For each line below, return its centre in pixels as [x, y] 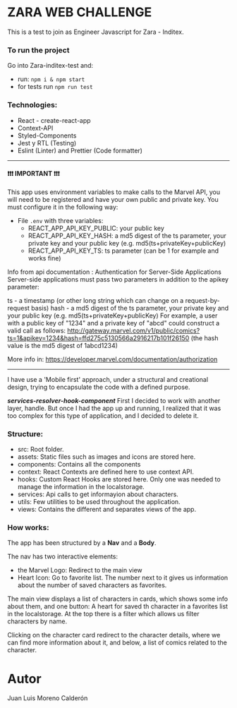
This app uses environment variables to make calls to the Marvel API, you [114, 192]
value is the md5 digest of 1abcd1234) [63, 345]
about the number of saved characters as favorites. [92, 585]
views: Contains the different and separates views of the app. [107, 510]
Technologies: [32, 105]
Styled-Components [47, 136]
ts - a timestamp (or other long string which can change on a [96, 300]
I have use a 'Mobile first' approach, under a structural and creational [108, 379]
